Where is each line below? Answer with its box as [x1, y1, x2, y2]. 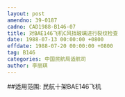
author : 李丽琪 [7, 62, 48, 69]
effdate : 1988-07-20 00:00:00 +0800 [7, 43, 113, 50]
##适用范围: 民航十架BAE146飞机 [7, 82, 102, 91]
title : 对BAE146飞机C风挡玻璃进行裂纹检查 [7, 29, 118, 37]
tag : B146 [7, 50, 36, 57]
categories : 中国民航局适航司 [7, 56, 87, 63]
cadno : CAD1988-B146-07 [7, 23, 76, 30]
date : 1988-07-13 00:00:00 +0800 [7, 36, 104, 43]
